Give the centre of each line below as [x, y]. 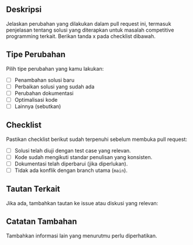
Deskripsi [24, 10]
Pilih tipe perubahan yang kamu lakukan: [55, 68]
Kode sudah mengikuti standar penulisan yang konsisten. [83, 157]
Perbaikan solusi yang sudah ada [54, 87]
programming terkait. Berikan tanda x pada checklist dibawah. [81, 36]
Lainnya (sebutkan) [38, 106]
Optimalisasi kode [36, 99]
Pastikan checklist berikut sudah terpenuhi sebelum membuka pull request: [97, 139]
